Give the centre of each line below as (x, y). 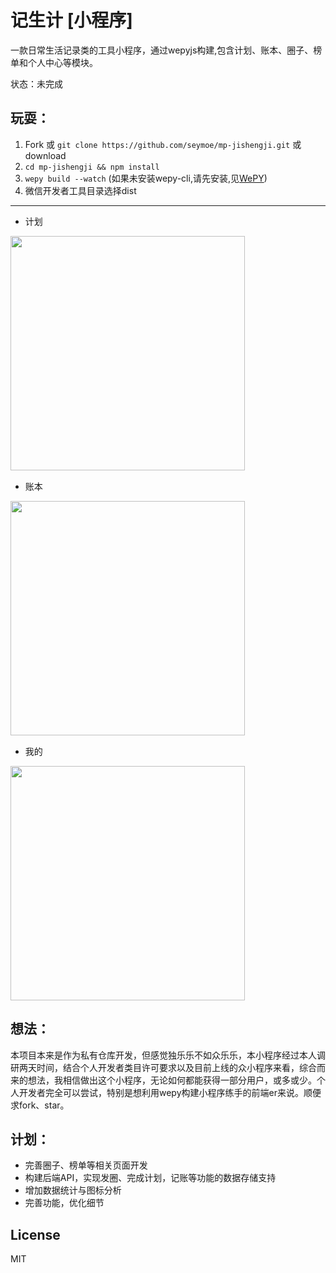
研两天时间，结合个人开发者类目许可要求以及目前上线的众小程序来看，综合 (163, 1067)
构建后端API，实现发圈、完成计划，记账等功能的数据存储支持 (150, 1178)
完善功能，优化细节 (64, 1203)
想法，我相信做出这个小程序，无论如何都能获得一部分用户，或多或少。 (172, 1080)
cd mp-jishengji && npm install (92, 167)
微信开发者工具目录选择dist (80, 190)
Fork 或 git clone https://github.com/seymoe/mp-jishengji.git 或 (163, 144)
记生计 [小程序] (71, 20)
